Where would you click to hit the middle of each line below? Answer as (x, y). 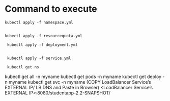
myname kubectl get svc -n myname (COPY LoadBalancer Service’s (80, 82)
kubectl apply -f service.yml (39, 58)
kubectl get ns (23, 67)
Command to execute (51, 9)
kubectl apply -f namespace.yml (39, 22)
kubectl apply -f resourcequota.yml (44, 36)
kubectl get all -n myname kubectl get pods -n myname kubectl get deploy (83, 77)
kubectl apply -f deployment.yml (42, 45)
